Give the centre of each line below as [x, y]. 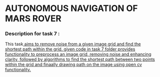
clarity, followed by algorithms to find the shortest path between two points [80, 59]
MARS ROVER [33, 19]
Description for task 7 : [32, 34]
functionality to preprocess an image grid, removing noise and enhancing [78, 54]
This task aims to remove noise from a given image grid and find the [73, 44]
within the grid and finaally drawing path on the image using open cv [73, 64]
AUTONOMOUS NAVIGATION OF [72, 8]
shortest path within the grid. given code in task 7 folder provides [70, 49]
